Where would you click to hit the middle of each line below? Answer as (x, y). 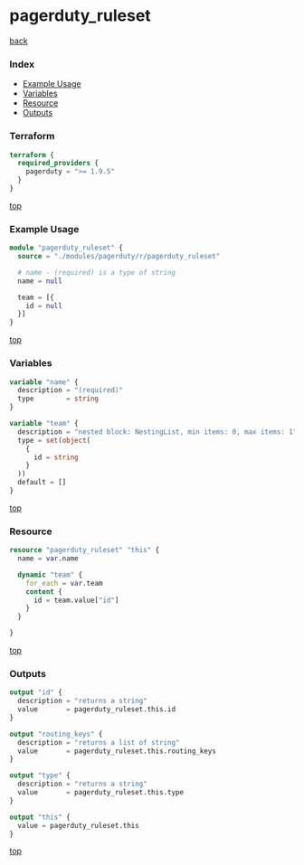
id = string (56, 457)
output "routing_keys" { (56, 734)
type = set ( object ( (54, 440)
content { (44, 592)
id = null (44, 306)
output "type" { (40, 776)
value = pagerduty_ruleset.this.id (97, 710)
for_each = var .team (64, 583)
